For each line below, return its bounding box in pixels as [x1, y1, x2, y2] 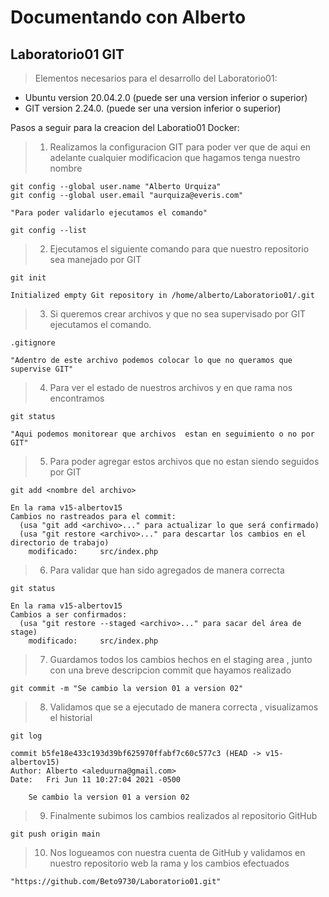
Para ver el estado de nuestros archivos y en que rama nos [49, 382, 293, 393]
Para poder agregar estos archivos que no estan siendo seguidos [49, 456, 320, 467]
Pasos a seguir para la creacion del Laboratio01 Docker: [10, 122, 240, 133]
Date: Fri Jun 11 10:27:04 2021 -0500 [10, 775, 182, 785]
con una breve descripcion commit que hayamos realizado [49, 664, 292, 676]
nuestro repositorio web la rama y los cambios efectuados [49, 857, 290, 869]
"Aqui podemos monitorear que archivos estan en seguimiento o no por [10, 429, 315, 439]
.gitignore [10, 338, 56, 348]
